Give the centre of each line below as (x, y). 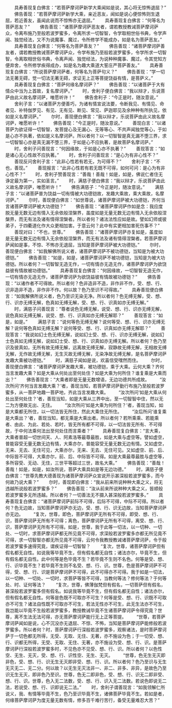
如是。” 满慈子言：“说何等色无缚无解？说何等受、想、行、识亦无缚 (88, 322)
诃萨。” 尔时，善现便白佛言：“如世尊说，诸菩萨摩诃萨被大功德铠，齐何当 (85, 200)
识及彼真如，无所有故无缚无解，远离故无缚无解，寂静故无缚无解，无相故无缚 (86, 347)
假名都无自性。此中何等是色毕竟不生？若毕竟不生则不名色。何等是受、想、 (88, 559)
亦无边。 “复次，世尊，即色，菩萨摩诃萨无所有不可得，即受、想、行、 (83, 514)
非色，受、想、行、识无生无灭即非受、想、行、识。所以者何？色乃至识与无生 (86, 662)
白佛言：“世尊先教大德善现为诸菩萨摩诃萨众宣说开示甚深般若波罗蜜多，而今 (85, 476)
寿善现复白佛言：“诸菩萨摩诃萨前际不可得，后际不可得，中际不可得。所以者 (85, 501)
